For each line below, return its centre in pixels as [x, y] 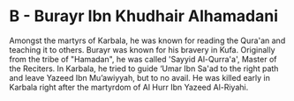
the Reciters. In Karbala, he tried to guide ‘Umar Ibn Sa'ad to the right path [144, 69]
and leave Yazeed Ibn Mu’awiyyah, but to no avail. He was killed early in [140, 77]
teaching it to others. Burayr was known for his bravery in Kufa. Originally [142, 49]
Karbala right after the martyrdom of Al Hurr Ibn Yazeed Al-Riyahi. [129, 87]
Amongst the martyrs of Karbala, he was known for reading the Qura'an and [147, 40]
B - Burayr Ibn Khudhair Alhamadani [143, 16]
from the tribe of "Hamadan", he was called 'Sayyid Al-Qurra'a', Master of [143, 59]
